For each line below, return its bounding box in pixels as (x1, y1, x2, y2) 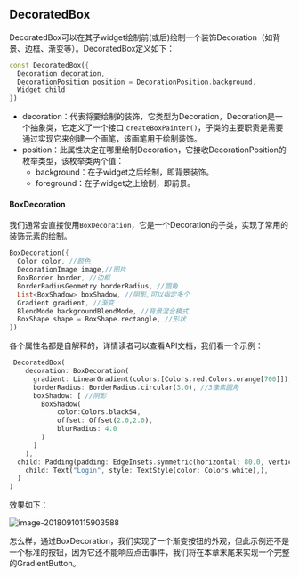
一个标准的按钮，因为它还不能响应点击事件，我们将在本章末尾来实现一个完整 (9, 547, 290, 557)
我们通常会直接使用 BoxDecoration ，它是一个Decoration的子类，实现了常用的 (9, 220, 289, 231)
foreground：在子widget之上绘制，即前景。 (35, 178, 196, 189)
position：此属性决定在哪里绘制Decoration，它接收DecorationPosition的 (21, 144, 287, 155)
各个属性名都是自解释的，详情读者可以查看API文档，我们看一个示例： (9, 340, 264, 351)
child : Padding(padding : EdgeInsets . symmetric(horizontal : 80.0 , (17, 458, 265, 467)
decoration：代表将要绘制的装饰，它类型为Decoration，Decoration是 (21, 111, 276, 122)
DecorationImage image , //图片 (17, 265, 126, 274)
